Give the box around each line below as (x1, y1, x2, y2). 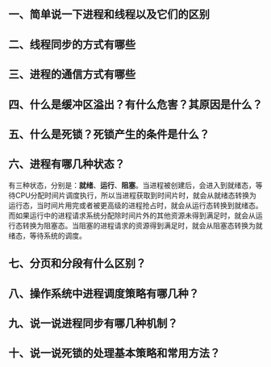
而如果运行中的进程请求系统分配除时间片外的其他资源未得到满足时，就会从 (8, 211, 256, 220)
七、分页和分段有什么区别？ (8, 256, 147, 270)
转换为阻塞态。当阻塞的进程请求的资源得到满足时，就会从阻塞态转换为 (22, 220, 256, 230)
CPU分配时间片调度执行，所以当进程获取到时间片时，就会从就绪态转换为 (15, 190, 256, 200)
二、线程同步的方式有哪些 (8, 37, 135, 51)
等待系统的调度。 (29, 231, 86, 240)
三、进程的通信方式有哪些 (8, 68, 135, 81)
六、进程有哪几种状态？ (8, 157, 125, 171)
